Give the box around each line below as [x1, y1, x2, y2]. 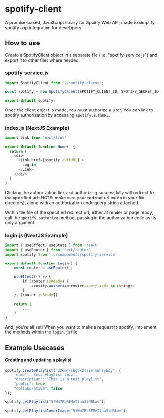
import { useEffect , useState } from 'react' [5, 243, 99, 248]
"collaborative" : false [14, 386, 63, 391]
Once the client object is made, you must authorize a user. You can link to [5, 107, 153, 113]
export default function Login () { [5, 261, 78, 266]
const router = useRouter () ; [14, 265, 73, 270]
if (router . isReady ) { [23, 279, 69, 284]
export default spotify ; [5, 98, 56, 103]
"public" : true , [14, 381, 47, 387]
